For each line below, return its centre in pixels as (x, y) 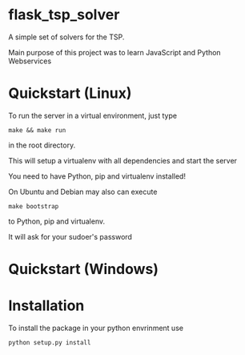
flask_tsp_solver (64, 15)
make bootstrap (34, 206)
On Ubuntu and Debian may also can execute (83, 192)
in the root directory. (42, 145)
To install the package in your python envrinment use (96, 328)
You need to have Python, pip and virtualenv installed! (97, 176)
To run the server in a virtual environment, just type (93, 115)
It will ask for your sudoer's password (70, 236)
